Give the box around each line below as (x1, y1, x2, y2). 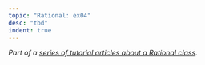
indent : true (8, 26, 52, 34)
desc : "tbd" (8, 19, 48, 27)
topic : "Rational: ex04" (8, 11, 91, 20)
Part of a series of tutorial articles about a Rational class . (8, 48, 198, 58)
